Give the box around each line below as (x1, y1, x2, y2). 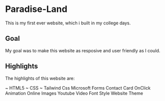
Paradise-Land (5, 3, 68, 15)
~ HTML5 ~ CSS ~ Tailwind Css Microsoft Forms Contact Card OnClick (5, 85, 151, 91)
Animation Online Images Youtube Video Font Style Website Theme (5, 90, 144, 96)
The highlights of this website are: (5, 75, 75, 81)
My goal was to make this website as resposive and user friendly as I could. (5, 47, 161, 53)
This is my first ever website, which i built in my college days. (5, 20, 131, 26)
